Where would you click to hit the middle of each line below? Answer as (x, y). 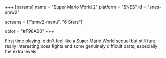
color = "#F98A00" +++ (30, 31)
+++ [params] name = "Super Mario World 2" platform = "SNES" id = (76, 7)
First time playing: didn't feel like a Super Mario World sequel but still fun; (80, 41)
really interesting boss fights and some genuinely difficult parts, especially (81, 46)
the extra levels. (22, 51)
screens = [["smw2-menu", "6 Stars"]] (44, 22)
